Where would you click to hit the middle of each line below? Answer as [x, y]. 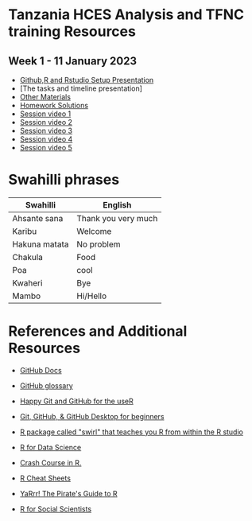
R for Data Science [50, 447]
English [117, 204]
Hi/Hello [92, 296]
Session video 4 [46, 139]
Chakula [28, 257]
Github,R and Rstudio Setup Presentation [87, 80]
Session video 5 [46, 148]
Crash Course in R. [50, 462]
